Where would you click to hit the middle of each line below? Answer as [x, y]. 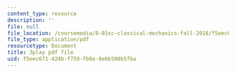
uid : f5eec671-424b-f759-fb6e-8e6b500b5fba [72, 59]
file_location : [29, 33]
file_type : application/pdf [48, 40]
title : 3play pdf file [40, 53]
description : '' [31, 20]
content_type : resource [42, 14]
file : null [23, 26]
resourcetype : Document [42, 46]
